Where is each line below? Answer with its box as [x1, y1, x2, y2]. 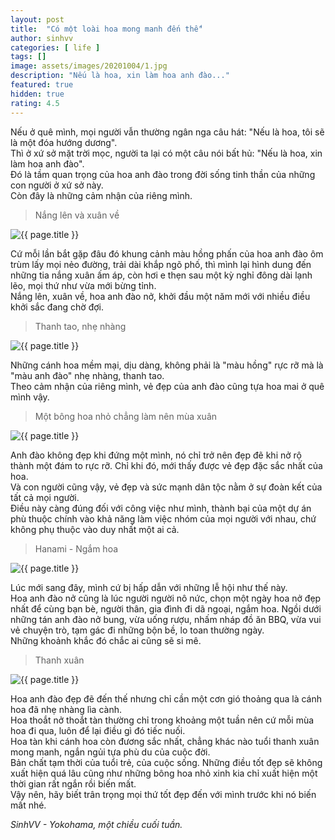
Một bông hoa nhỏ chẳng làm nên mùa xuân [34, 410, 218, 422]
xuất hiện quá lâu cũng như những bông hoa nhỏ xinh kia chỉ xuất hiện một [10, 767, 318, 779]
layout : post [10, 14, 65, 25]
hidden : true [10, 89, 65, 99]
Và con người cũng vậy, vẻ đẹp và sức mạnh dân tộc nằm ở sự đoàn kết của [10, 481, 323, 493]
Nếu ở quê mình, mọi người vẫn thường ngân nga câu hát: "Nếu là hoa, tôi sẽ [10, 126, 325, 138]
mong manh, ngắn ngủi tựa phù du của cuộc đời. [10, 746, 211, 758]
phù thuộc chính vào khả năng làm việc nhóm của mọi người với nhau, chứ [10, 512, 317, 525]
